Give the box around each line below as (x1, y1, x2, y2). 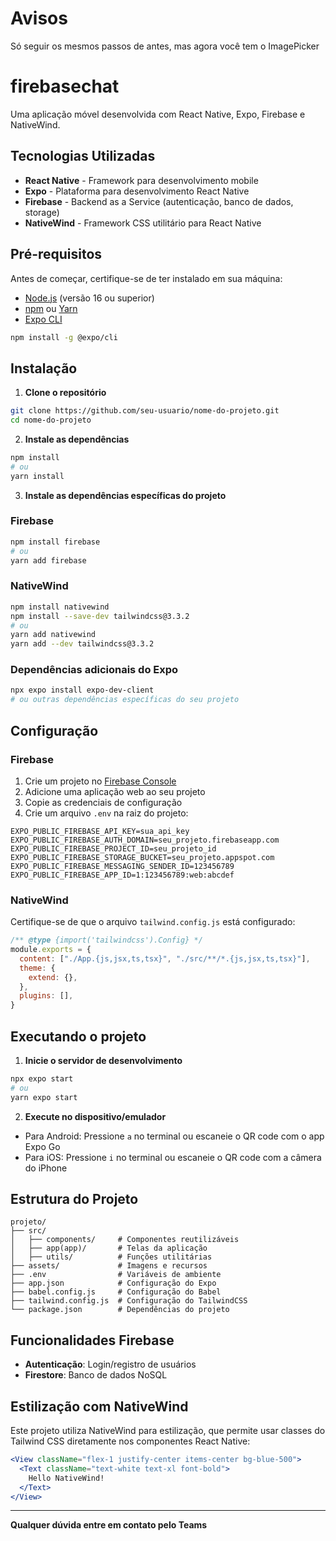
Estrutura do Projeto (10, 1191, 139, 1208)
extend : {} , (28, 972, 78, 982)
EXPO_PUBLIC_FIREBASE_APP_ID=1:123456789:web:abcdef (10, 870, 235, 880)
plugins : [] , (19, 991, 74, 1001)
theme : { (19, 963, 56, 973)
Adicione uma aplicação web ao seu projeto (24, 785, 206, 797)
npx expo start (10, 1074, 74, 1084)
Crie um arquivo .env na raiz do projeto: (24, 807, 189, 819)
